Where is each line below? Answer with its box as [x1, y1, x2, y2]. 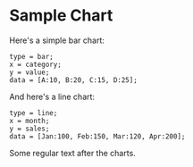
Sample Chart [9, 5, 113, 26]
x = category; [9, 60, 63, 69]
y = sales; [9, 124, 50, 133]
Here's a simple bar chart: [9, 35, 105, 46]
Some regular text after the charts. [9, 147, 136, 158]
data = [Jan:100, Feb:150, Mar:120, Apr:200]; [9, 131, 186, 141]
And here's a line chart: [9, 91, 96, 102]
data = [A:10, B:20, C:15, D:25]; [9, 75, 138, 85]
